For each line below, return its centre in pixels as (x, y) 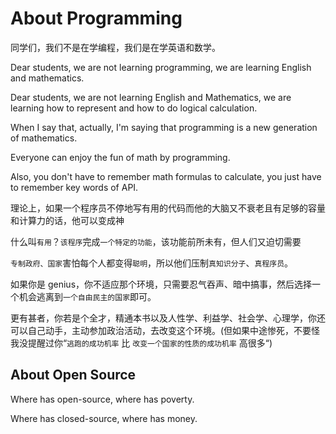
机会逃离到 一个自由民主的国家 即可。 (87, 296)
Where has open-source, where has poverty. (102, 399)
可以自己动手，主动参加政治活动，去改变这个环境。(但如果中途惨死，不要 (161, 330)
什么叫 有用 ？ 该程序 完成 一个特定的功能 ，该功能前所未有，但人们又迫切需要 (156, 241)
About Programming (96, 18)
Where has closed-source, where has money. (104, 418)
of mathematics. (44, 138)
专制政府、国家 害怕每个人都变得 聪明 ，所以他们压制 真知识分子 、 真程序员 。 (152, 263)
